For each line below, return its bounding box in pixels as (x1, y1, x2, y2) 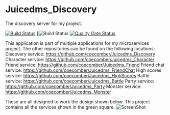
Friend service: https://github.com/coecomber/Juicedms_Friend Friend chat (5, 62, 165, 68)
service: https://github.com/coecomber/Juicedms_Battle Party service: (5, 78, 155, 84)
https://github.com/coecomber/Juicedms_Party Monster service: (5, 83, 142, 90)
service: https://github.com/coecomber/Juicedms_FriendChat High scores (5, 67, 162, 73)
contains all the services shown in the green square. (5, 104, 115, 110)
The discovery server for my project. (5, 20, 83, 26)
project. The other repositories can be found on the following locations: (5, 45, 155, 51)
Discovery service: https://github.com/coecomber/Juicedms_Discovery (5, 51, 156, 57)
